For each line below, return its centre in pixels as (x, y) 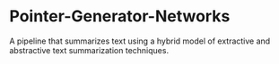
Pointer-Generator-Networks (120, 16)
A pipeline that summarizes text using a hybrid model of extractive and (140, 41)
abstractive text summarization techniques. (89, 50)
